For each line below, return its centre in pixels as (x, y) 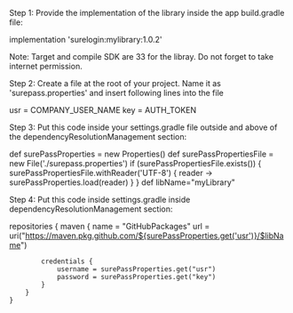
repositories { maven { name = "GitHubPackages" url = (110, 226)
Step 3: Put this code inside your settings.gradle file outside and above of (143, 127)
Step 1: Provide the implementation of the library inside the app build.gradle (147, 13)
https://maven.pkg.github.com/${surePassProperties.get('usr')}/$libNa (154, 236)
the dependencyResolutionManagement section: (98, 136)
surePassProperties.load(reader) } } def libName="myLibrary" (122, 182)
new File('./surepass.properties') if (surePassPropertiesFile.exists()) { (135, 163)
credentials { (67, 261)
